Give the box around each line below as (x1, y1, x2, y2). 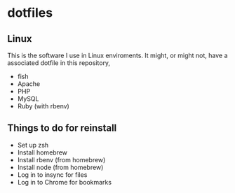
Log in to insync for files (17, 170, 88, 179)
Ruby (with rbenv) (17, 102, 70, 110)
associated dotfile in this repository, (7, 59, 111, 67)
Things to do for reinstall (7, 122, 117, 134)
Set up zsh (17, 141, 49, 149)
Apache (17, 80, 41, 88)
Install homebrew (17, 148, 68, 157)
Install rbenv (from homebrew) (17, 155, 106, 164)
